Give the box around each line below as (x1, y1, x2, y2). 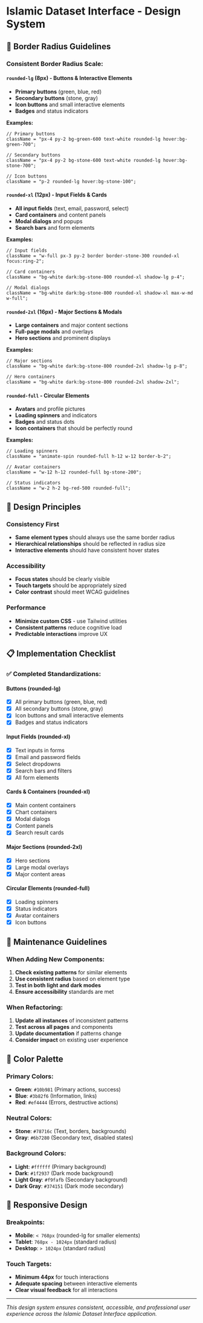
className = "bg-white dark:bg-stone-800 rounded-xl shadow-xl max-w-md (6, 290, 193, 296)
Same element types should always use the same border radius (14, 534, 175, 541)
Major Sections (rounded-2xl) (6, 843, 83, 850)
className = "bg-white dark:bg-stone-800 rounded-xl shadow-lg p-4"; (6, 274, 185, 280)
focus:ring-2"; (6, 258, 45, 264)
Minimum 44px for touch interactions (14, 1273, 109, 1281)
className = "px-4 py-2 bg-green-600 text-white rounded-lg (6, 136, 161, 142)
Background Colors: (6, 1149, 66, 1157)
